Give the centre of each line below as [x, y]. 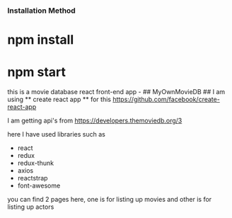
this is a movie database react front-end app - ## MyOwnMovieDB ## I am [116, 92]
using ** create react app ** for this [59, 99]
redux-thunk [36, 163]
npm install [41, 40]
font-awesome [39, 185]
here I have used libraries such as [57, 134]
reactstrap [33, 178]
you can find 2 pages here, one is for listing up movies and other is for [110, 200]
